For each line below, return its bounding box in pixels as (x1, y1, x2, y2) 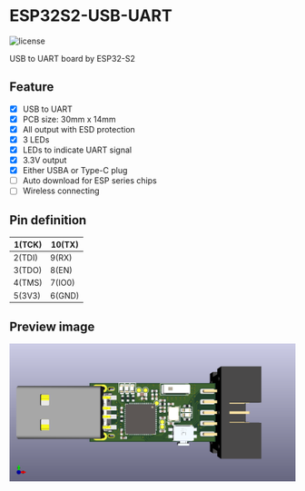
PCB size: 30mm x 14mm (22, 113, 116, 124)
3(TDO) (13, 265, 43, 276)
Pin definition (9, 212, 87, 228)
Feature (9, 79, 54, 95)
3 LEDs (22, 133, 50, 145)
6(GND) (49, 290, 80, 300)
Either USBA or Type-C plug (22, 165, 128, 176)
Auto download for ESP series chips (22, 175, 157, 186)
